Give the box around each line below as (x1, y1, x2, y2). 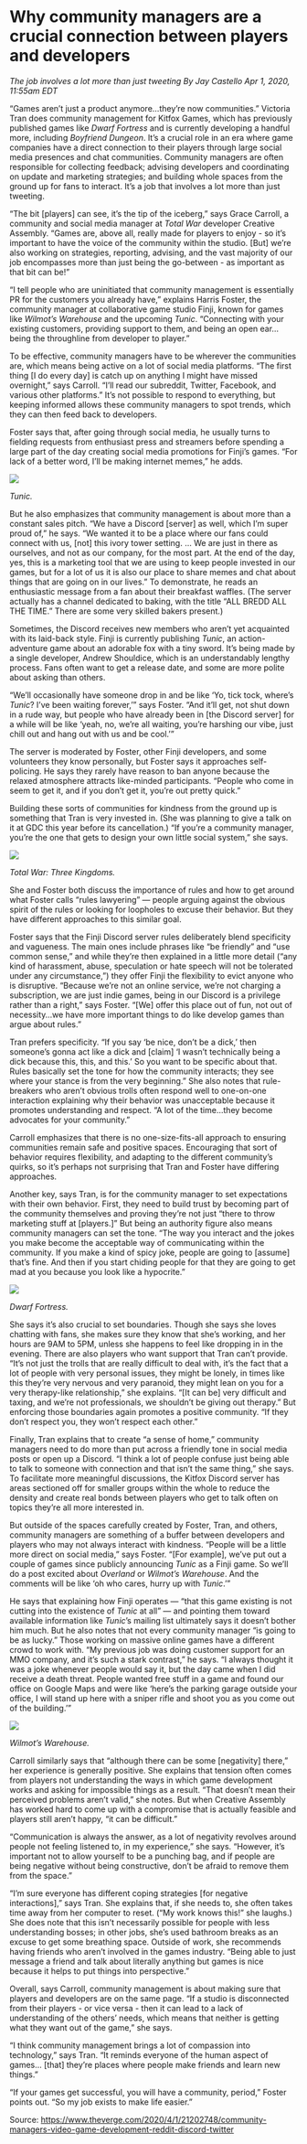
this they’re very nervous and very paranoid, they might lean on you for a (9, 1377, 284, 1388)
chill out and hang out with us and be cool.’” (9, 728, 175, 739)
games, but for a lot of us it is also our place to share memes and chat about (9, 566, 297, 577)
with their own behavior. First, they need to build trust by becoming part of (9, 1198, 290, 1209)
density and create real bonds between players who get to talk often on (9, 1492, 279, 1503)
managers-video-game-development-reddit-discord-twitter (9, 2124, 235, 2135)
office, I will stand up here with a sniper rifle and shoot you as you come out (9, 1692, 295, 1703)
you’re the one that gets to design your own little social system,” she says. (9, 831, 289, 842)
